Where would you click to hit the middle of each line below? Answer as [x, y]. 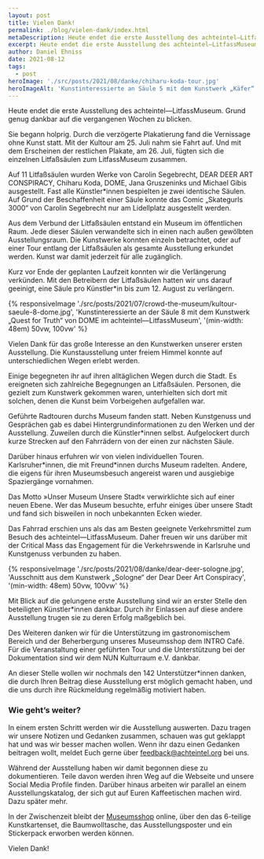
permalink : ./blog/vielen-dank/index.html [79, 30]
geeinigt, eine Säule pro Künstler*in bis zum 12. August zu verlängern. [121, 288]
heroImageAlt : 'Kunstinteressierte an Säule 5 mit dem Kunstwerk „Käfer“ [132, 88]
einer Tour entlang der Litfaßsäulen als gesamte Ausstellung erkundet [121, 248]
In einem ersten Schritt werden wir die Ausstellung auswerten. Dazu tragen [130, 727]
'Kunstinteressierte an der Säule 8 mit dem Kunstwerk [163, 312]
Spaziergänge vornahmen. [51, 482]
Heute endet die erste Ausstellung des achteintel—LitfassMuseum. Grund [127, 111]
